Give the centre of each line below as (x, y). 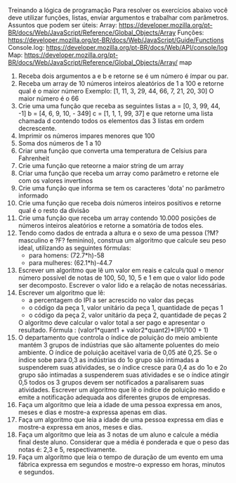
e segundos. (36, 472)
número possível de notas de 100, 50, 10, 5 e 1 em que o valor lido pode (122, 278)
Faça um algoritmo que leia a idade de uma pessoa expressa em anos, (120, 405)
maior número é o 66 (48, 98)
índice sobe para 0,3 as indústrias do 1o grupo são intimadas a (109, 360)
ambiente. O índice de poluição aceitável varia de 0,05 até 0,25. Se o (118, 352)
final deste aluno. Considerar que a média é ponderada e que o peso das (124, 442)
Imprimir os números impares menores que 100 (86, 136)
